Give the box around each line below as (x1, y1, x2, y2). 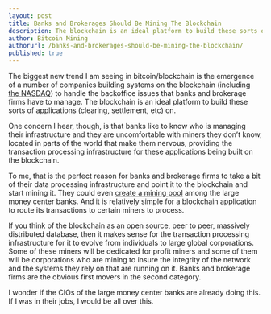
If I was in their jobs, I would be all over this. (8, 296, 154, 306)
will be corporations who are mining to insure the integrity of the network (8, 255, 252, 264)
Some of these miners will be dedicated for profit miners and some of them (8, 246, 258, 256)
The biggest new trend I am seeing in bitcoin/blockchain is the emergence (8, 72, 255, 81)
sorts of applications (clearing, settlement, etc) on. (8, 105, 177, 115)
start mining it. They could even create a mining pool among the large (8, 188, 240, 197)
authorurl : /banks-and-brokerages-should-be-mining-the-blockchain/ (8, 42, 244, 50)
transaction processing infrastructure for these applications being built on (8, 147, 253, 156)
